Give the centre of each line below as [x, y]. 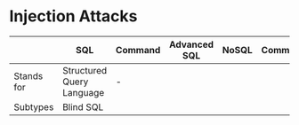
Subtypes [34, 106]
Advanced [191, 44]
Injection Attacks [73, 16]
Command [138, 50]
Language [83, 92]
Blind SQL [83, 106]
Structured [85, 70]
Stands [28, 75]
